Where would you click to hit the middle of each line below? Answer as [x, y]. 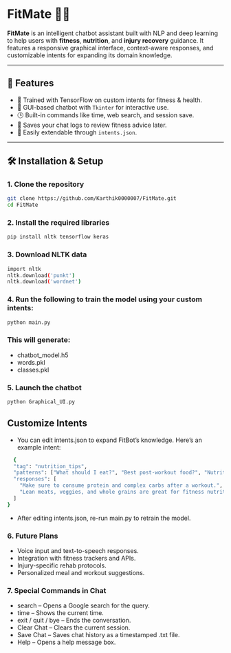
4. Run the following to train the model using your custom [105, 299]
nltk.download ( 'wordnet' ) [44, 282]
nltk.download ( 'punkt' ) [41, 275]
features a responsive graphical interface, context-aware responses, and [110, 48]
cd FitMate [23, 205]
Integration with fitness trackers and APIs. [76, 559]
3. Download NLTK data [47, 254]
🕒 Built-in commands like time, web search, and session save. [106, 115]
